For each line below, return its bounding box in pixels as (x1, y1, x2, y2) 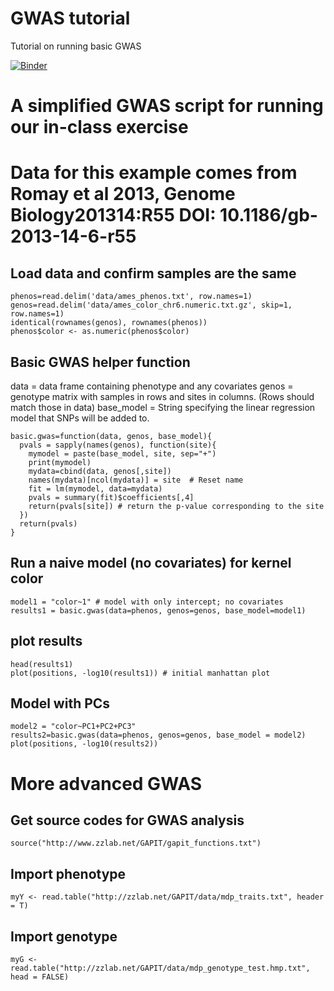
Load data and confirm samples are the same (10, 265, 297, 282)
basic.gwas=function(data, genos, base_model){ (10, 431, 213, 441)
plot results (10, 633, 83, 650)
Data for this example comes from (10, 162, 298, 184)
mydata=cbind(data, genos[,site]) (28, 466, 172, 476)
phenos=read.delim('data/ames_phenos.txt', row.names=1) (10, 292, 253, 302)
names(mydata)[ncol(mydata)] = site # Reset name (28, 475, 244, 485)
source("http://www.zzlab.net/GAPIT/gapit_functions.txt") (10, 838, 262, 849)
